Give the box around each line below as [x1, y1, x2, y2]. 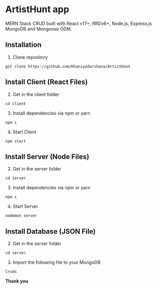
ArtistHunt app [5, 4, 70, 15]
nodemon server [5, 213, 38, 218]
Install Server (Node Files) [5, 152, 89, 161]
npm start [5, 138, 26, 143]
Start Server [12, 204, 38, 210]
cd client [5, 101, 26, 106]
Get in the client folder [12, 91, 59, 97]
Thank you [5, 278, 28, 284]
